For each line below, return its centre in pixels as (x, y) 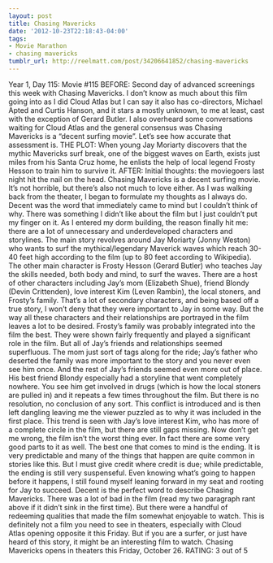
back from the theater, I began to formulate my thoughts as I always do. (128, 197)
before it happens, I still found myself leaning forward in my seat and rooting (136, 481)
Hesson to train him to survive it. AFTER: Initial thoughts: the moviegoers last (136, 171)
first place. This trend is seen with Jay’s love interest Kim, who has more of (134, 421)
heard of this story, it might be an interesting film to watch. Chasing (121, 542)
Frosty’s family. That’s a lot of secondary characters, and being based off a (134, 300)
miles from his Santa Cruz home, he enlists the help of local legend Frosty (132, 162)
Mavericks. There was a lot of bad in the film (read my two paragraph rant (132, 498)
